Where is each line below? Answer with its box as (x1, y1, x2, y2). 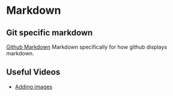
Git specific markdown (6, 28, 93, 38)
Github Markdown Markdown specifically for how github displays (6, 43, 167, 50)
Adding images (14, 83, 53, 90)
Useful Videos (6, 67, 61, 77)
